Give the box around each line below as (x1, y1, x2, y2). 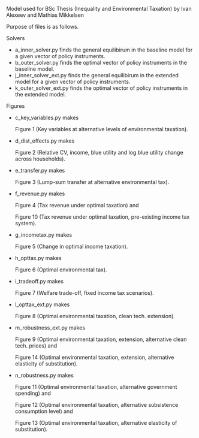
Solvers (6, 35, 25, 41)
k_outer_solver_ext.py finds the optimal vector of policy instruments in (14, 84, 188, 92)
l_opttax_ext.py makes (14, 301, 70, 308)
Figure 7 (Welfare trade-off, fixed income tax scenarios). (14, 289, 154, 296)
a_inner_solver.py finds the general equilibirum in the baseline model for (14, 46, 193, 53)
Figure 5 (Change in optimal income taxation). (14, 243, 128, 250)
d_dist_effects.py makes (14, 137, 75, 144)
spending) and (14, 389, 51, 397)
